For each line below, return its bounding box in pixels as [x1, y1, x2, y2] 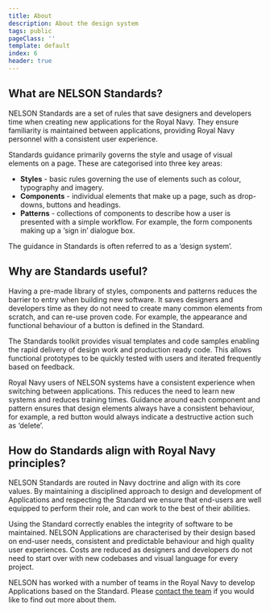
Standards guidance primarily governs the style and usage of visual [8, 150, 233, 159]
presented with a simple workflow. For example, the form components [19, 217, 252, 226]
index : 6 [8, 49, 38, 57]
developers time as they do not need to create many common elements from [8, 303, 263, 313]
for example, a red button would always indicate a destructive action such [8, 411, 254, 421]
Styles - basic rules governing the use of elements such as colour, [19, 174, 242, 183]
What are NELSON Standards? [8, 86, 164, 101]
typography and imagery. [19, 183, 105, 192]
